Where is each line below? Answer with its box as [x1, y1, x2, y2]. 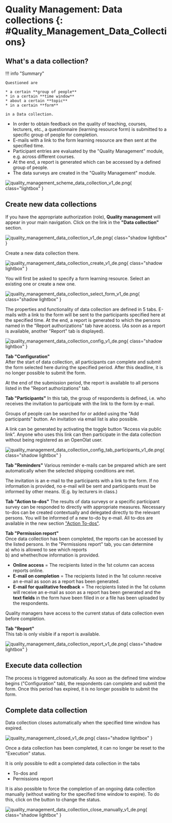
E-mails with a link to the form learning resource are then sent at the [12, 137, 157, 143]
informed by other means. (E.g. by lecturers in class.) [5, 488, 118, 494]
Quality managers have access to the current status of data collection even [5, 610, 164, 616]
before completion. [5, 615, 46, 622]
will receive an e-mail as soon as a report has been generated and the [12, 589, 161, 595]
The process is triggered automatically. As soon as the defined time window [5, 675, 166, 681]
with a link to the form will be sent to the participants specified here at [17, 312, 166, 318]
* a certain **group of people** [5, 89, 77, 94]
